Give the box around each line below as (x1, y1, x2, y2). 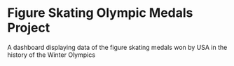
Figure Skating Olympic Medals (7, 5, 193, 21)
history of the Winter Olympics (7, 51, 96, 59)
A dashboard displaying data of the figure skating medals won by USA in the (7, 43, 228, 51)
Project (7, 20, 50, 36)
